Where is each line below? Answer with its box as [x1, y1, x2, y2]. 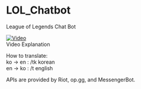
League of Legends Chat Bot [6, 23, 76, 30]
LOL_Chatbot [6, 4, 71, 17]
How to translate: [6, 52, 48, 59]
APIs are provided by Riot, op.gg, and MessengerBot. [6, 76, 136, 83]
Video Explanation [6, 41, 50, 48]
